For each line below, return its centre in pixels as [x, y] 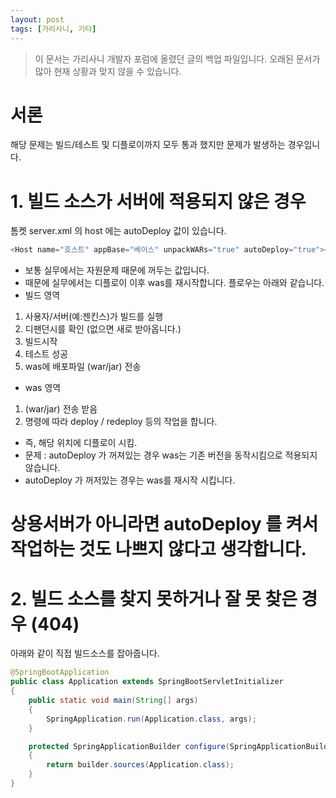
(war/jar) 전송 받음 [61, 409]
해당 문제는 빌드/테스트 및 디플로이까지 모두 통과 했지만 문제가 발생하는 [148, 145]
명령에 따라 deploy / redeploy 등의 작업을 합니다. [121, 422]
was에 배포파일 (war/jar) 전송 [83, 367]
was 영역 [43, 388]
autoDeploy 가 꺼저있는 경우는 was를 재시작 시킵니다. [130, 480]
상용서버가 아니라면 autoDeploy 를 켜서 [164, 524]
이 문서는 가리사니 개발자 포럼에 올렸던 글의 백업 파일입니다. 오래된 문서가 [177, 58]
